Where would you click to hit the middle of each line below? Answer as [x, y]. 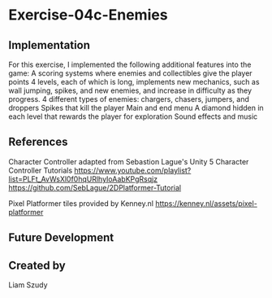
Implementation [50, 45]
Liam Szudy [28, 285]
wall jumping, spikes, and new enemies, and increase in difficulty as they [130, 90]
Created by [37, 265]
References [38, 142]
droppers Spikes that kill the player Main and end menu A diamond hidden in [136, 108]
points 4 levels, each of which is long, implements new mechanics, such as [134, 82]
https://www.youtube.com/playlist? [133, 170]
